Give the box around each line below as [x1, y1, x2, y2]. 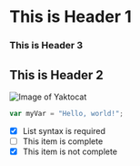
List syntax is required [22, 125, 106, 136]
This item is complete [22, 135, 104, 147]
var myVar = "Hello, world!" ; [9, 109, 125, 118]
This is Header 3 [9, 39, 84, 52]
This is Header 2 [9, 67, 105, 83]
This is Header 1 [9, 6, 132, 27]
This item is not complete [22, 146, 118, 157]
